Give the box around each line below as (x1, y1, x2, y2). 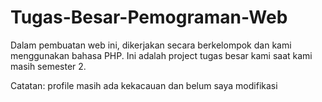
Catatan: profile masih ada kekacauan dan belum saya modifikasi (10, 79, 278, 91)
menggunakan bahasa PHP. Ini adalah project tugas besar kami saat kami (10, 49, 313, 61)
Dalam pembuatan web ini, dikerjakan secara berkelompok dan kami (10, 39, 292, 51)
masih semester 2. (10, 60, 87, 72)
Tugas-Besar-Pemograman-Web (10, 6, 288, 29)
